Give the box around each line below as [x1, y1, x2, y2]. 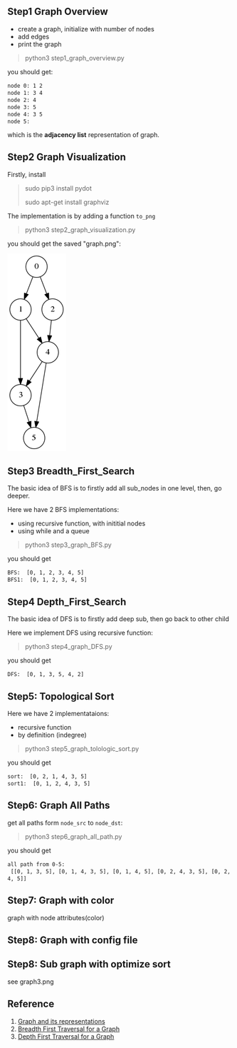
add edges [17, 32, 50, 41]
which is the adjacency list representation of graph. [7, 130, 160, 138]
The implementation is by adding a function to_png [7, 211, 156, 220]
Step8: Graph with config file [7, 934, 138, 947]
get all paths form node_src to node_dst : [7, 818, 123, 827]
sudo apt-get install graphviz [24, 198, 110, 206]
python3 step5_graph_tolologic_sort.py [24, 745, 139, 753]
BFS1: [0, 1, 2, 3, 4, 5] [7, 576, 88, 584]
